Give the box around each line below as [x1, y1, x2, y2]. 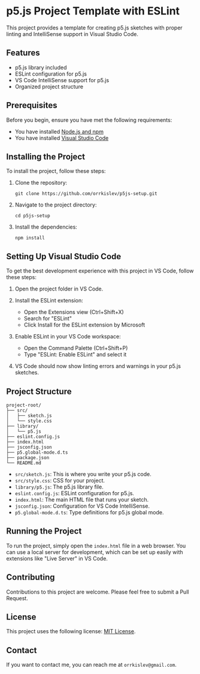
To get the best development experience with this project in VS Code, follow [6, 267, 194, 274]
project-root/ [6, 402, 42, 408]
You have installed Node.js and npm [14, 128, 104, 135]
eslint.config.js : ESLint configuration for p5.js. [14, 490, 135, 496]
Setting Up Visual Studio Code [6, 251, 122, 262]
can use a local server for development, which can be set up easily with [6, 548, 184, 556]
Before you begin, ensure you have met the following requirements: [6, 116, 172, 124]
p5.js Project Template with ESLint [6, 4, 180, 18]
